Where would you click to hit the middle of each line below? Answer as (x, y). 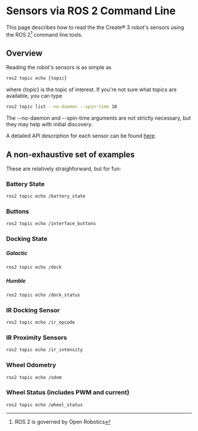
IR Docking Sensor (33, 310)
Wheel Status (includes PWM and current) (68, 393)
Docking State (27, 239)
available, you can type (34, 96)
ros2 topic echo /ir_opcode (41, 323)
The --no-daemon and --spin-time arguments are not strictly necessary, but (99, 118)
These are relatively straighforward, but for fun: (64, 168)
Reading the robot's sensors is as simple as (59, 67)
